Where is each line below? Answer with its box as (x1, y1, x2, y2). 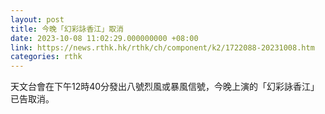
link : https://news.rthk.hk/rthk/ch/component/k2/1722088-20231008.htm (10, 42, 315, 53)
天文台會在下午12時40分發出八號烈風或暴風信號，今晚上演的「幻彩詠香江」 (10, 81, 320, 93)
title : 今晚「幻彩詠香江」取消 (10, 24, 124, 34)
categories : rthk (10, 52, 83, 62)
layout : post (10, 14, 65, 25)
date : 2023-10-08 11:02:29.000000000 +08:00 (10, 33, 199, 43)
